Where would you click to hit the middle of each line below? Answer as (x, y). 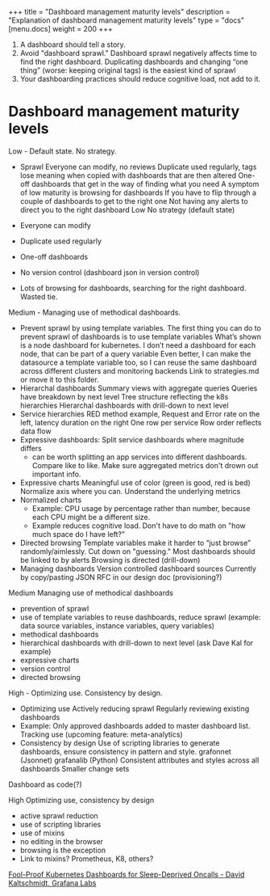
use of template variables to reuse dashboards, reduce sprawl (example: (140, 617)
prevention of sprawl (54, 608)
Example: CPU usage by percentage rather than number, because (141, 508)
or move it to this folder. (59, 379)
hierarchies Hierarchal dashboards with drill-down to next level (124, 405)
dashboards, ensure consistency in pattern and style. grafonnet (125, 751)
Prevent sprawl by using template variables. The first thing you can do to (141, 328)
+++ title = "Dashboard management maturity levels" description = (119, 12)
